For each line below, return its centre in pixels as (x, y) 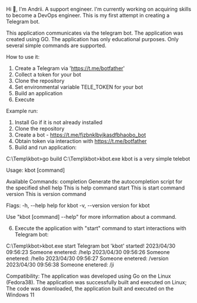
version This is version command (46, 194)
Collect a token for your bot (48, 74)
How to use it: (23, 57)
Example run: (22, 111)
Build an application (39, 93)
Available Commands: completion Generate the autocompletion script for (94, 182)
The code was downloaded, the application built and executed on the (90, 289)
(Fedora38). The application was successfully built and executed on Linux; (96, 282)
